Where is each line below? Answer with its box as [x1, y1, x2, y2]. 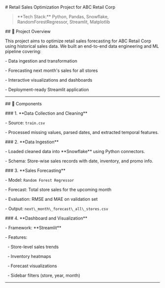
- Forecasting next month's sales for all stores [5, 67, 98, 73]
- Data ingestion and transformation [5, 58, 78, 64]
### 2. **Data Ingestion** [5, 139, 59, 145]
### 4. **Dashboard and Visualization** [5, 215, 87, 221]
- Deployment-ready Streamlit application [5, 87, 89, 93]
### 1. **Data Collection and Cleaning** [5, 110, 87, 116]
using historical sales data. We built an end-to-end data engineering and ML [5, 43, 159, 49]
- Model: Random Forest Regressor [5, 177, 75, 183]
